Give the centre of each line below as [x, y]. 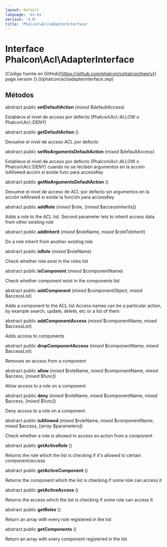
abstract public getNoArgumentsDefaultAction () [57, 182]
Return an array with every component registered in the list [66, 539]
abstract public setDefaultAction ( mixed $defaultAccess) [65, 107]
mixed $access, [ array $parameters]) [44, 426]
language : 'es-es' [24, 15]
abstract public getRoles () [33, 510]
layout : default [22, 10]
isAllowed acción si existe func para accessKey [54, 172]
